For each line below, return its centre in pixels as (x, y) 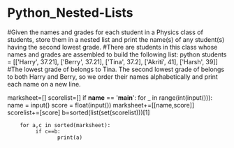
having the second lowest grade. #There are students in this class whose (112, 47)
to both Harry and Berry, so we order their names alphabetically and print (112, 76)
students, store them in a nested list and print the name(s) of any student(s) (116, 39)
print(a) (70, 138)
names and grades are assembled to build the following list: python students (117, 54)
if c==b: (48, 131)
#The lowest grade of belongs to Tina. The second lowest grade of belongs (116, 69)
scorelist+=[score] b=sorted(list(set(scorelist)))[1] (79, 112)
